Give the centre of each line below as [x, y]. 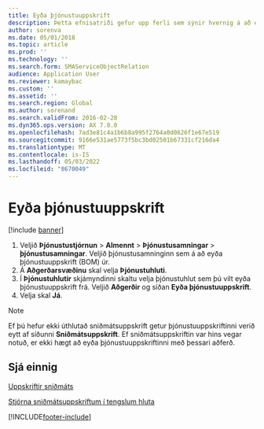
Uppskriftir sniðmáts [41, 386]
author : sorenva [35, 30]
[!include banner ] [36, 230]
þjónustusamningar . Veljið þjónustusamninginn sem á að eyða [121, 253]
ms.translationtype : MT [47, 147]
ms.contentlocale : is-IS [49, 154]
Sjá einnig [33, 367]
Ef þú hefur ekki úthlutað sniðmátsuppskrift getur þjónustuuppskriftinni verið [132, 325]
